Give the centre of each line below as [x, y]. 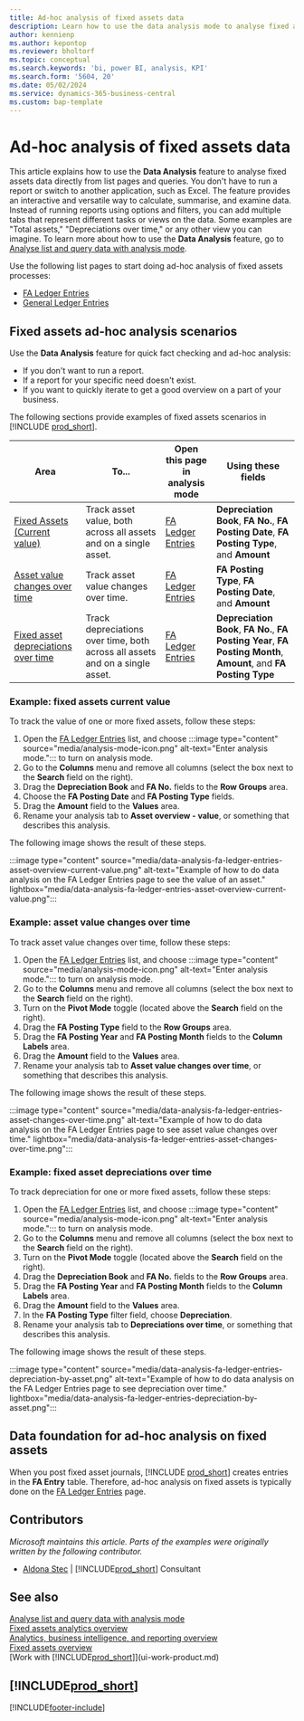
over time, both [118, 641]
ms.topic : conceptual [50, 60]
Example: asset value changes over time [100, 922]
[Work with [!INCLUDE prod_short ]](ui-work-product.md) [114, 1658]
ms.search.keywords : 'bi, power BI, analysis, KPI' [109, 69]
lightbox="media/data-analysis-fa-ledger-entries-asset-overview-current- [148, 889]
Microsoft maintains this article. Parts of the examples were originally [139, 1541]
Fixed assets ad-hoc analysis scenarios [123, 331]
